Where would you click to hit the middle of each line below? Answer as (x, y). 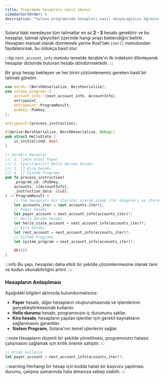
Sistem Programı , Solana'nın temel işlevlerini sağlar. (65, 329)
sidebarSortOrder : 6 (26, 14)
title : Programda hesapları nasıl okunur (48, 10)
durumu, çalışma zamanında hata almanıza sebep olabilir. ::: (65, 372)
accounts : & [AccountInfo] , (41, 187)
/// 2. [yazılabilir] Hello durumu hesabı (49, 164)
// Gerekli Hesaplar (26, 155)
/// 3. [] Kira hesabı (28, 168)
